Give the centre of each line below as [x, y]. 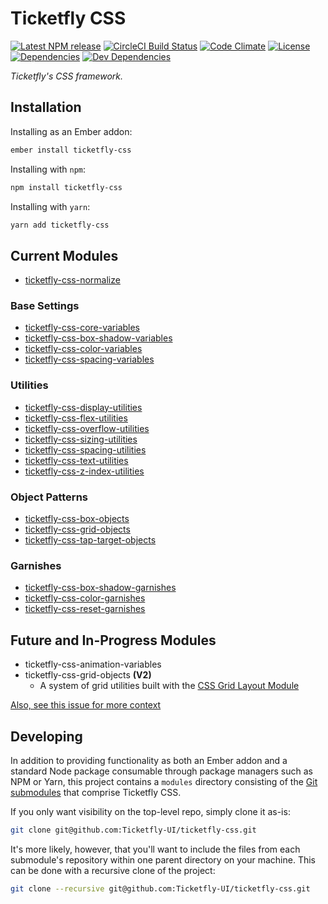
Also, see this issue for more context [86, 705]
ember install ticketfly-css [71, 150]
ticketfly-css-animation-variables [93, 664]
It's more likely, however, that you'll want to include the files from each [155, 849]
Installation [46, 107]
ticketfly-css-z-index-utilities [84, 471]
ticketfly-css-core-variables [82, 328]
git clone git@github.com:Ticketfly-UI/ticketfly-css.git [133, 830]
